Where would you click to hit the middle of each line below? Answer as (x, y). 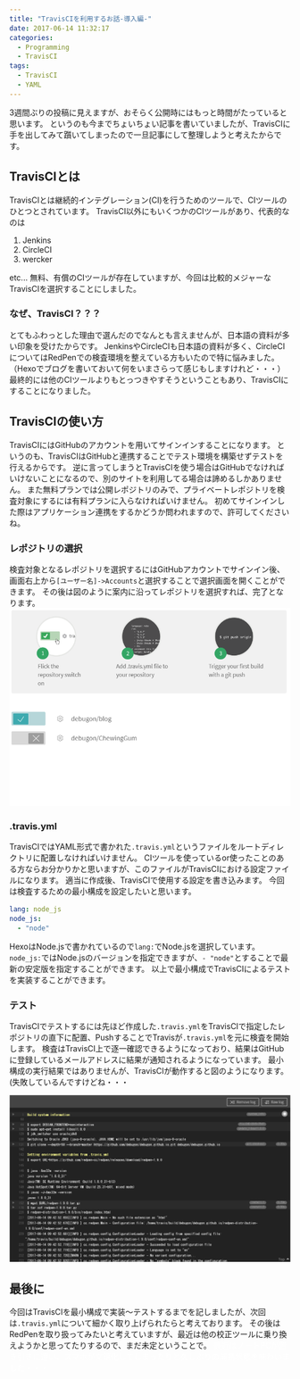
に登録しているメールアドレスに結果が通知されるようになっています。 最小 (146, 1059)
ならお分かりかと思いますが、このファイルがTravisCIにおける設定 (145, 868)
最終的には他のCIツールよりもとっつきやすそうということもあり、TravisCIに (149, 379)
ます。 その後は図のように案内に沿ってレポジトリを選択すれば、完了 (142, 591)
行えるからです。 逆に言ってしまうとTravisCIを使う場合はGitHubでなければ (147, 467)
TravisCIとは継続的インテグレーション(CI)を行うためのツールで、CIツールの (148, 200)
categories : (31, 37)
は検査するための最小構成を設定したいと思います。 (103, 891)
